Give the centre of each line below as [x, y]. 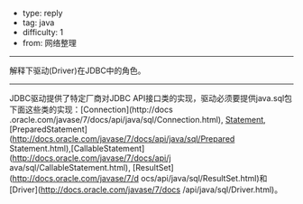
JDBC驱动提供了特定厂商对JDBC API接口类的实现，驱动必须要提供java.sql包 [151, 98]
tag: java [38, 23]
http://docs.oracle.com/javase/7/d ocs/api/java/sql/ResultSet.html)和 [140, 178]
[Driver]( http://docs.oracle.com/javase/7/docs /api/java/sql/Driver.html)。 [146, 190]
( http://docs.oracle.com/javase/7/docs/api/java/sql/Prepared [122, 139]
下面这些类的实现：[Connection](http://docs [91, 109]
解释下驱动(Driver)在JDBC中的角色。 [78, 70]
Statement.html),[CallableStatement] [77, 148]
